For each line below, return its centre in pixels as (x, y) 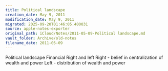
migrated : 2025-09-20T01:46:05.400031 (47, 24)
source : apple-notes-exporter (38, 29)
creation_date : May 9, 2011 (35, 15)
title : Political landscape (35, 10)
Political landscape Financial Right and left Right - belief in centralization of (84, 57)
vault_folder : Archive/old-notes (41, 39)
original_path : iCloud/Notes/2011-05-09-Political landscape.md (75, 33)
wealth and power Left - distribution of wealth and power (65, 63)
